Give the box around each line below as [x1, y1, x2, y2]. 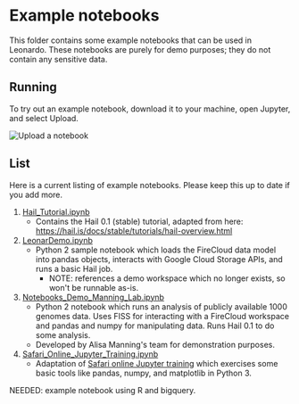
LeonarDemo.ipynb [21, 235, 94, 245]
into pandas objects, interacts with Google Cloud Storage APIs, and [35, 253, 283, 264]
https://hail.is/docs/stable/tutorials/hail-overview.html [35, 225, 233, 236]
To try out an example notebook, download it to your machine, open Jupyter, [9, 103, 291, 114]
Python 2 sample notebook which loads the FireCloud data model [35, 244, 277, 255]
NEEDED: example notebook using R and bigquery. [9, 384, 196, 395]
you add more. [9, 189, 63, 200]
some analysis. [35, 329, 91, 340]
